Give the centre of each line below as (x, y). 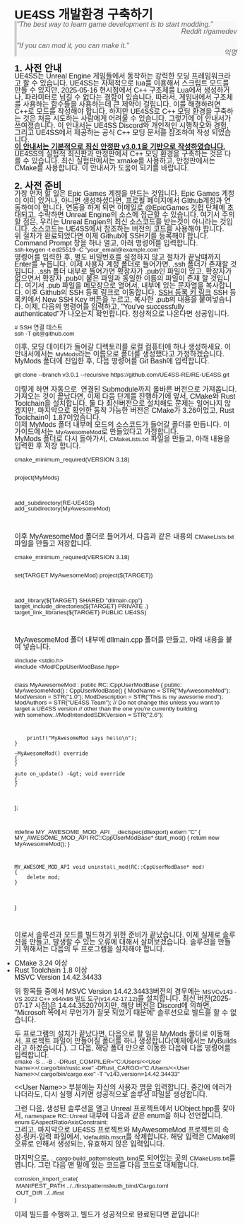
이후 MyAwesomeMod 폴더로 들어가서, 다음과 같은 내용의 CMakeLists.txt (124, 536)
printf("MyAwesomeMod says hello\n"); (82, 738)
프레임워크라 (211, 76)
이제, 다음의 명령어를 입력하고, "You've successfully (104, 307)
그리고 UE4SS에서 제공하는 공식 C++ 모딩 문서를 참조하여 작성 (112, 133)
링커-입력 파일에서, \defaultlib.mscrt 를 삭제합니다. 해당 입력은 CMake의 (130, 1137)
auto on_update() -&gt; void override (70, 774)
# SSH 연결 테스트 (39, 327)
